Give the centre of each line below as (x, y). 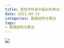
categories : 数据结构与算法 (31, 18)
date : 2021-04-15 (22, 14)
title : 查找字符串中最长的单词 (32, 9)
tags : (10, 23)
